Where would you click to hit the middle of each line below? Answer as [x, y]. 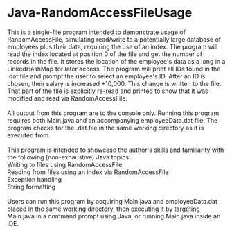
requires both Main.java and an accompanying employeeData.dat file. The [113, 120]
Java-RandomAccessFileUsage [100, 13]
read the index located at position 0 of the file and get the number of [105, 54]
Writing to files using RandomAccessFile [65, 164]
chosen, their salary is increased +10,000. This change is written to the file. [114, 83]
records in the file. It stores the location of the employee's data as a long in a [116, 61]
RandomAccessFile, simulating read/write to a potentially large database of [114, 39]
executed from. [29, 135]
